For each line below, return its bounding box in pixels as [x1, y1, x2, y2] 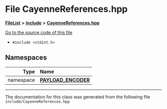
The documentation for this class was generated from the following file [5, 94, 151, 100]
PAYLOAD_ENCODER [39, 76, 90, 83]
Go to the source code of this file [5, 29, 73, 35]
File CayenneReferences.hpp [5, 3, 128, 15]
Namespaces [5, 54, 47, 62]
